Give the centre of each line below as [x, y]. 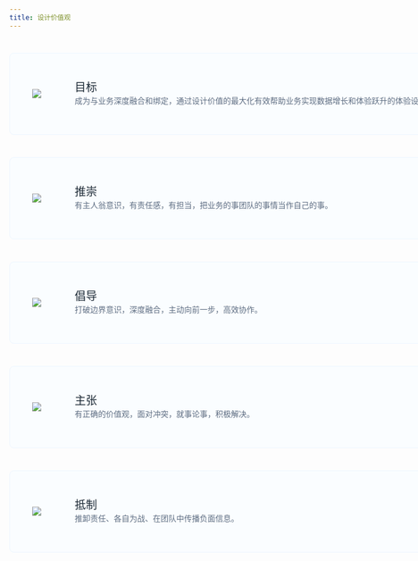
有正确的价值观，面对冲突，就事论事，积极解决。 [164, 414]
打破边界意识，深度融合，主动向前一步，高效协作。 [168, 309]
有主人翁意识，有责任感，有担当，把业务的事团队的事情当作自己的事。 [204, 205]
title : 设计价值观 [40, 17]
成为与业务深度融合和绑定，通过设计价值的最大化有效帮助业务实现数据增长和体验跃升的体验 [242, 100]
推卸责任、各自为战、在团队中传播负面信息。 [157, 518]
